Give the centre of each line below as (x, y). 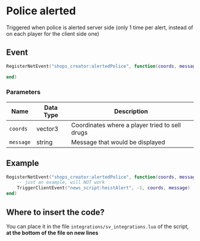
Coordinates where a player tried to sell (126, 125)
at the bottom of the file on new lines (52, 233)
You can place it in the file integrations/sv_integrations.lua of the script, (98, 226)
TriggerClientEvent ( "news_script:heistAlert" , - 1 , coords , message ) (104, 188)
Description (131, 111)
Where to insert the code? (55, 212)
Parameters (23, 92)
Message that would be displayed (118, 142)
